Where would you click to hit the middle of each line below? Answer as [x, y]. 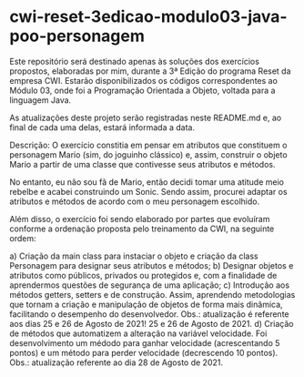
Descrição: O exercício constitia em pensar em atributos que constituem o [148, 145]
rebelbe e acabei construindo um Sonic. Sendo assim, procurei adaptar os [149, 191]
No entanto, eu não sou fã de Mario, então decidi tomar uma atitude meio [147, 182]
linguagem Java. [41, 100]
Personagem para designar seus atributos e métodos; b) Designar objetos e [152, 265]
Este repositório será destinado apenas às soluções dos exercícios [134, 61]
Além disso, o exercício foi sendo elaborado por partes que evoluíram [140, 219]
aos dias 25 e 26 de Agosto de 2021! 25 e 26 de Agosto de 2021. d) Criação [152, 323]
